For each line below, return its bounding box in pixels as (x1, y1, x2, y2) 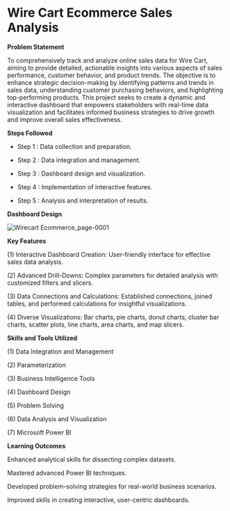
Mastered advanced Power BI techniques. (7, 469, 127, 477)
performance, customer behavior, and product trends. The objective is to (7, 71, 216, 79)
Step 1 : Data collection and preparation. (17, 142, 132, 150)
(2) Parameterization (7, 361, 66, 369)
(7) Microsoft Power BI (7, 428, 72, 437)
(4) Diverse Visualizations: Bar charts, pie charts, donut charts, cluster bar (7, 313, 220, 321)
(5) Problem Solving (7, 401, 65, 409)
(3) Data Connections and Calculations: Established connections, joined (7, 292, 213, 300)
